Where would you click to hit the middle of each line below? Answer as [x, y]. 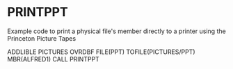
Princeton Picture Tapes [42, 38]
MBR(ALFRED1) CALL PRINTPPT [53, 59]
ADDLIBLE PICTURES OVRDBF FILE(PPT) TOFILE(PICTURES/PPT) [102, 52]
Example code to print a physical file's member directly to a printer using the [116, 31]
